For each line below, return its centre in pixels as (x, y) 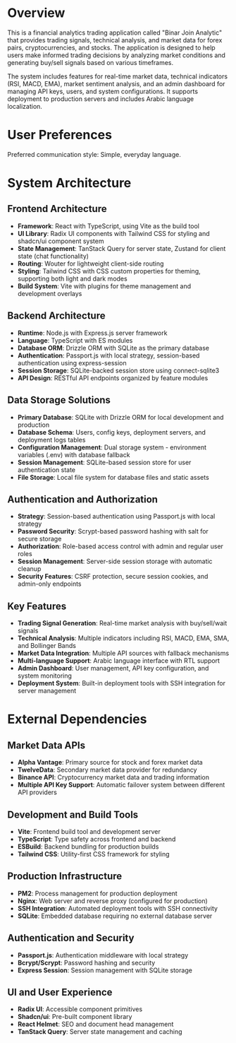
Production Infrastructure (65, 877)
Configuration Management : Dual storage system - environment (112, 447)
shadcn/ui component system (61, 241)
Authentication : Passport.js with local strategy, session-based (108, 355)
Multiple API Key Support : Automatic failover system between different (121, 785)
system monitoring (45, 676)
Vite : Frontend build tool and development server (89, 831)
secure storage (39, 539)
